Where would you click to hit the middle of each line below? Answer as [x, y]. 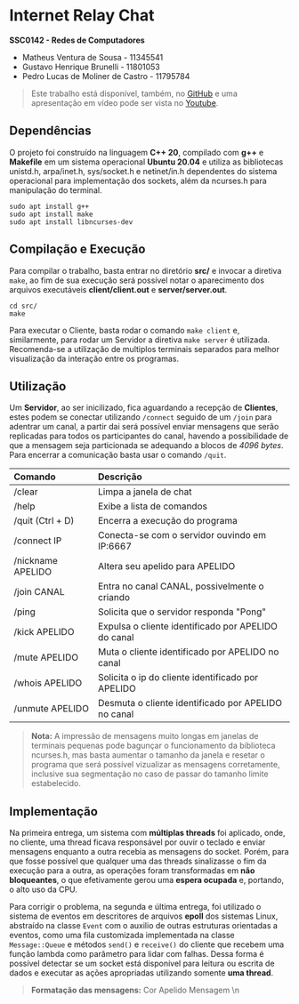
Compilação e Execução [77, 249]
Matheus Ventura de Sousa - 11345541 [93, 57]
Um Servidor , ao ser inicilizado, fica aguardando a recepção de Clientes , [144, 408]
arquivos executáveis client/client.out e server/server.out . [118, 289]
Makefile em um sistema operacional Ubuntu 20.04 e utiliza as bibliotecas [146, 162]
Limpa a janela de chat [145, 492]
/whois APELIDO [48, 683]
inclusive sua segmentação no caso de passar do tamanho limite [149, 774]
